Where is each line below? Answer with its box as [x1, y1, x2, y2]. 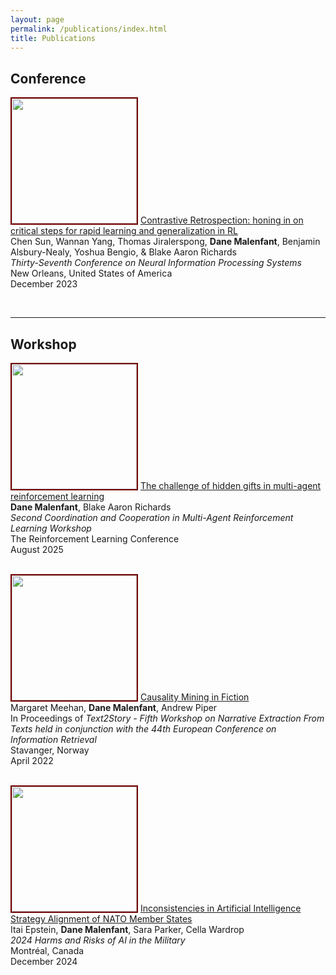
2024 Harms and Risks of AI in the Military [10, 934, 186, 946]
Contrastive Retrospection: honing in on [139, 214, 304, 226]
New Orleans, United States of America [10, 267, 173, 280]
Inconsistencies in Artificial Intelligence [139, 902, 302, 914]
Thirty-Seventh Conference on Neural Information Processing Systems [10, 257, 302, 269]
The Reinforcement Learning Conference [10, 533, 180, 545]
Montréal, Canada [10, 945, 85, 956]
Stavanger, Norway [10, 744, 90, 756]
